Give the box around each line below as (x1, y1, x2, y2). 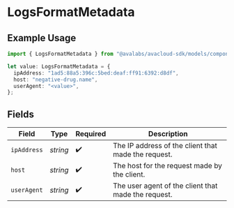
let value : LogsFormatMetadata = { (7, 63, 111, 70)
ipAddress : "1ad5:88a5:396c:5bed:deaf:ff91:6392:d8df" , (13, 69, 179, 77)
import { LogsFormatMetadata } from (7, 50, 114, 57)
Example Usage (7, 32, 77, 44)
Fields (7, 108, 35, 120)
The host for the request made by (112, 161, 223, 171)
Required (75, 129, 107, 139)
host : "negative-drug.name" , (13, 76, 98, 83)
